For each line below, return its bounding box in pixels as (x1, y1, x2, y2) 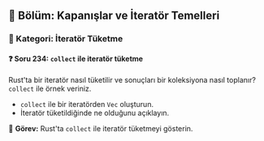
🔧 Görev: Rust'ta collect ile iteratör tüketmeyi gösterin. (8, 123, 193, 133)
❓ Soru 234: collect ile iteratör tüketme (8, 53, 144, 63)
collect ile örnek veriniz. (8, 83, 92, 93)
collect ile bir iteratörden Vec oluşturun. (19, 99, 154, 109)
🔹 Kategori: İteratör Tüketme (8, 33, 123, 45)
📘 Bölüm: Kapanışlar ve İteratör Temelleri (8, 9, 220, 23)
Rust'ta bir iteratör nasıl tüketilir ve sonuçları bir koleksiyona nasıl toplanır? (8, 75, 256, 84)
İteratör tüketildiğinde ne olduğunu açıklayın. (19, 108, 170, 117)
